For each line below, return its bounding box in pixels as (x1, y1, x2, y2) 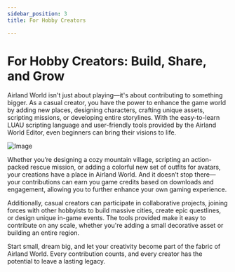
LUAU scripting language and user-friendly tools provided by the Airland (7, 121, 217, 130)
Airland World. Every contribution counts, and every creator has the (7, 250, 203, 258)
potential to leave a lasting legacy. (7, 257, 106, 266)
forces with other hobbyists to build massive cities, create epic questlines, (7, 206, 222, 215)
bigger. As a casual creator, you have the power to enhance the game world (7, 99, 227, 107)
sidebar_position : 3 (7, 10, 68, 18)
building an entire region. (7, 229, 79, 237)
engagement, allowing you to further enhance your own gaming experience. (7, 185, 227, 193)
